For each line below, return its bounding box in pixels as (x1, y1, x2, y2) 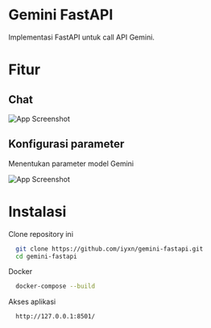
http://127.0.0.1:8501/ (15, 313, 95, 321)
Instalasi (8, 202, 67, 221)
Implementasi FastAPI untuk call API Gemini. (8, 32, 155, 42)
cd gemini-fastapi (15, 252, 78, 260)
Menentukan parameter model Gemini (8, 159, 134, 168)
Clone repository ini (8, 229, 74, 239)
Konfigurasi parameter (8, 137, 125, 151)
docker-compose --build (15, 282, 95, 291)
